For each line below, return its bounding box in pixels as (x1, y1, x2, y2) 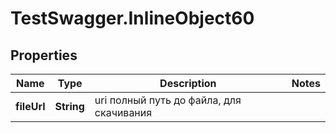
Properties (10, 47, 78, 64)
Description (159, 77, 217, 90)
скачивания (94, 106, 153, 119)
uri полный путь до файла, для (94, 93, 242, 107)
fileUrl (15, 100, 46, 113)
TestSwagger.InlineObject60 (10, 7, 255, 30)
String (54, 100, 85, 113)
